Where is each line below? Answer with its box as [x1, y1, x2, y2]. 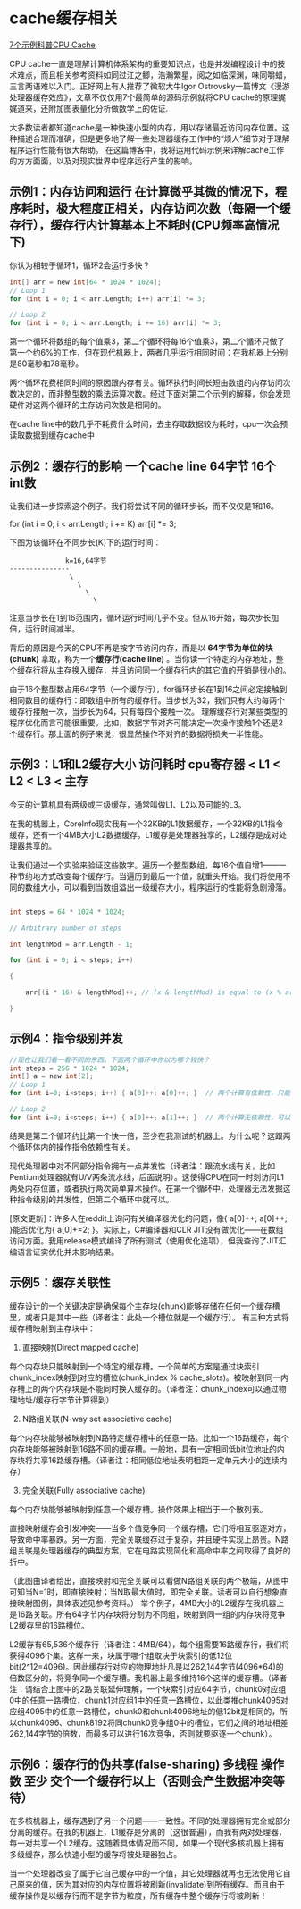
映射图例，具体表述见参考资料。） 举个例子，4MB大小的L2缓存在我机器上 [16, 1597, 285, 1608]
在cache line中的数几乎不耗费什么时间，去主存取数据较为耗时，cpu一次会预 [9, 419, 288, 430]
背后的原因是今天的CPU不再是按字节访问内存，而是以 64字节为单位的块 [9, 642, 274, 653]
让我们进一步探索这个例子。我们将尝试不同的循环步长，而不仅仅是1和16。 [9, 500, 280, 511]
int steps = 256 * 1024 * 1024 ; [9, 1064, 130, 1073]
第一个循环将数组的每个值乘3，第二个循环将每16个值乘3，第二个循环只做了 [9, 336, 286, 347]
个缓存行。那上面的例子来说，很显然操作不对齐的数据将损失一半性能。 [9, 728, 268, 739]
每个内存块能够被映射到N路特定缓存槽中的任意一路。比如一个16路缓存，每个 [9, 1432, 289, 1443]
